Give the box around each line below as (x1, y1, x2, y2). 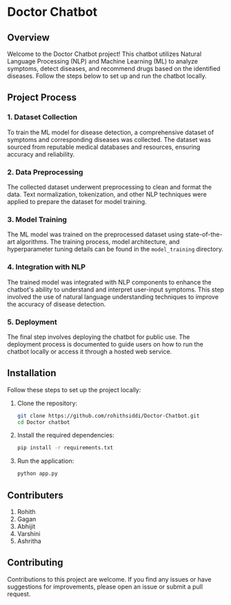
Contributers (7, 489, 64, 501)
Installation (7, 367, 57, 379)
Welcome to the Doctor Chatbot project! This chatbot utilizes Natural (7, 50, 202, 58)
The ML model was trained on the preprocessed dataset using (7, 230, 184, 238)
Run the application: (17, 457, 74, 465)
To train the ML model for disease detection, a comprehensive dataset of (7, 128, 214, 136)
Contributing (7, 557, 63, 568)
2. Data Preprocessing (7, 167, 83, 176)
